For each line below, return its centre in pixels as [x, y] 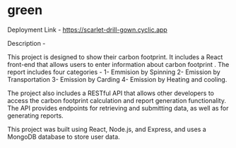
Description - [26, 43]
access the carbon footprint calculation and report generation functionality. [117, 100]
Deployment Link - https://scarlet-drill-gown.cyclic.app [87, 30]
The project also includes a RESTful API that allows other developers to [111, 93]
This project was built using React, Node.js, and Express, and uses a [107, 129]
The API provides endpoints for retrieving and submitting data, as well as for [118, 108]
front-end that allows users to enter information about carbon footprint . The [118, 64]
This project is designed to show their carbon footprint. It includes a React [115, 57]
